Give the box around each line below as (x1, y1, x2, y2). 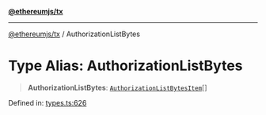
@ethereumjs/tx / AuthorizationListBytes (8, 29, 141, 39)
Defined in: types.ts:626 (8, 98, 87, 107)
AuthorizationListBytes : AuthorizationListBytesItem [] (27, 83, 207, 92)
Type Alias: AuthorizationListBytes (8, 57, 243, 75)
